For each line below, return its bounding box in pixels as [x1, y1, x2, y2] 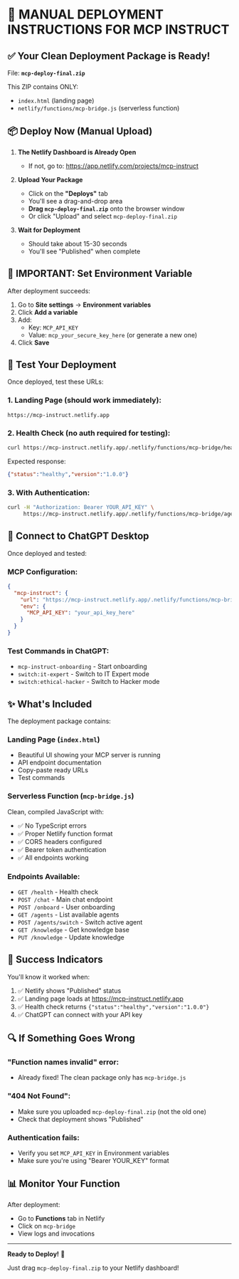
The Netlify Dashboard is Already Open [17, 147, 137, 156]
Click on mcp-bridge [17, 1221, 76, 1230]
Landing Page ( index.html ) [7, 735, 100, 744]
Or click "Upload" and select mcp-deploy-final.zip [28, 211, 178, 220]
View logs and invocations [17, 1229, 95, 1238]
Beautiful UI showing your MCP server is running [17, 751, 161, 759]
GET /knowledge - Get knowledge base [17, 925, 129, 934]
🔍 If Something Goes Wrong [7, 1032, 135, 1045]
